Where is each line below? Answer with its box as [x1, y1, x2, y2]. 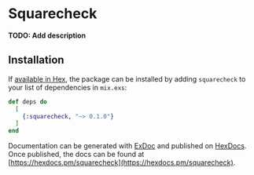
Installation [8, 53, 64, 67]
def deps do [8, 97, 47, 106]
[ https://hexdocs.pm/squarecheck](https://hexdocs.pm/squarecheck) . [8, 158, 236, 167]
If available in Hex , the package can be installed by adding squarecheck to [8, 74, 246, 83]
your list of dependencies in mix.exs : [8, 82, 127, 92]
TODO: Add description [8, 31, 87, 40]
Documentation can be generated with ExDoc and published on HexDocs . [8, 141, 247, 151]
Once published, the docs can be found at [8, 150, 145, 159]
